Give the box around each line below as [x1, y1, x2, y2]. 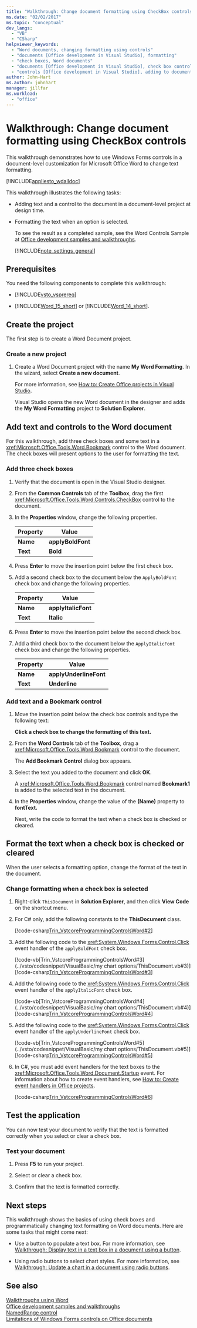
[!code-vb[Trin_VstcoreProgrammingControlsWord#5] [14, 1039, 145, 1046]
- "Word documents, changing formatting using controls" [11, 47, 154, 53]
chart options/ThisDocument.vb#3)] [103, 962, 191, 969]
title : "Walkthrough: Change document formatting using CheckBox [6, 8, 169, 15]
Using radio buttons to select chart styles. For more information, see [14, 1257, 180, 1264]
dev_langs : [6, 25, 33, 31]
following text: [14, 717, 49, 724]
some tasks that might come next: [6, 1228, 88, 1236]
